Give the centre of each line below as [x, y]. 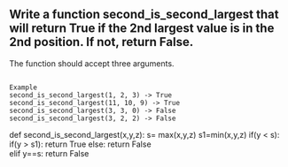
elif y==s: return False [49, 153]
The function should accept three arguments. [92, 63]
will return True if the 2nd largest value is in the [142, 29]
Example [23, 87]
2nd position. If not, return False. [101, 42]
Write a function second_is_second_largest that [144, 15]
